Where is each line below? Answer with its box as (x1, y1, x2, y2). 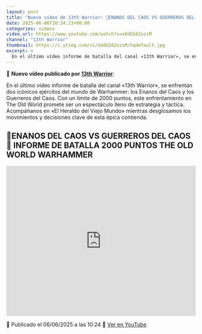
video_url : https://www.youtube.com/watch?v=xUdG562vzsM (6, 31, 152, 37)
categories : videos (6, 25, 55, 32)
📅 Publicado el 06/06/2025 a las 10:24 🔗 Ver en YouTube (6, 321, 147, 328)
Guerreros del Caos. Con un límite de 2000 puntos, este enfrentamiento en (6, 94, 192, 102)
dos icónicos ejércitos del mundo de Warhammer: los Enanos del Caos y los (6, 88, 194, 95)
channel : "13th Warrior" (6, 37, 69, 43)
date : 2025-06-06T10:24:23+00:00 (6, 20, 90, 26)
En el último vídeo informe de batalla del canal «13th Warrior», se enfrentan (6, 82, 193, 89)
